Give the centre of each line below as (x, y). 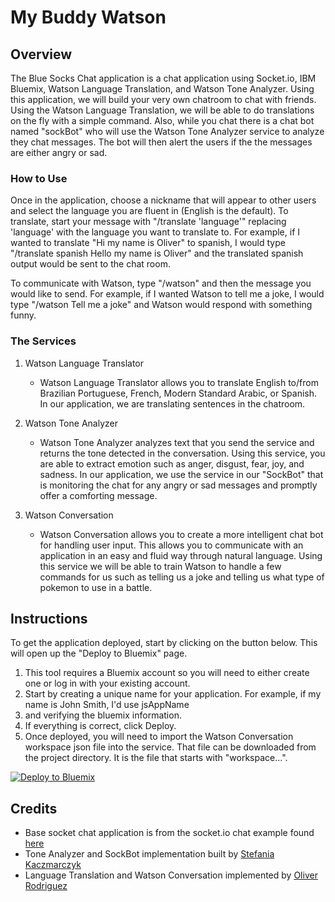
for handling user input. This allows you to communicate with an (171, 545)
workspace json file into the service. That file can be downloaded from (170, 747)
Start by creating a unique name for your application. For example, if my (173, 694)
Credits (34, 808)
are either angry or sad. (59, 152)
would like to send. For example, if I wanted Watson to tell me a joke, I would (167, 294)
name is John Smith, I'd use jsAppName (107, 705)
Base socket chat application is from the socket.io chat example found (169, 833)
